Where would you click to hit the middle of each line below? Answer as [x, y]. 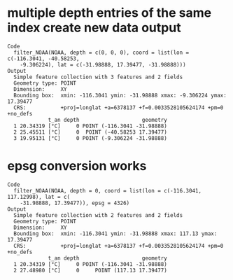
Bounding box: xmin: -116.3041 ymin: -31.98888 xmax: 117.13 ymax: [115, 233]
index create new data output [94, 28]
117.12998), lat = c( [39, 197]
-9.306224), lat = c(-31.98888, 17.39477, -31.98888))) [103, 64]
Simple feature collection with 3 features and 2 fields [98, 77]
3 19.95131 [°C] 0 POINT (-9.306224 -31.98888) [91, 138]
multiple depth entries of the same [110, 13]
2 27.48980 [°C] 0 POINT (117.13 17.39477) [91, 270]
